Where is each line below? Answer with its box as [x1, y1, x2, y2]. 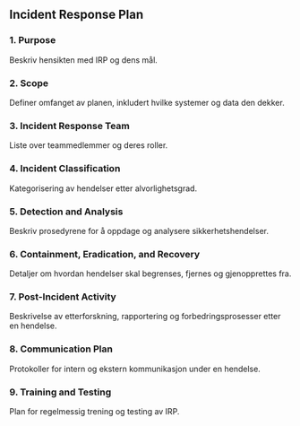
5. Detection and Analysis [9, 205, 124, 218]
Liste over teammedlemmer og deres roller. [9, 140, 168, 151]
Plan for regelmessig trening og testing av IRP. [9, 406, 180, 417]
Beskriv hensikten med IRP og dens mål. [9, 54, 159, 65]
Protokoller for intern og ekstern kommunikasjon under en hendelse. [9, 363, 261, 374]
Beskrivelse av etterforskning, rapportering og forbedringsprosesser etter [9, 311, 281, 322]
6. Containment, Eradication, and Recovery [9, 248, 201, 260]
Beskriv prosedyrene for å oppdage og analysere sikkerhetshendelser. [9, 225, 269, 236]
